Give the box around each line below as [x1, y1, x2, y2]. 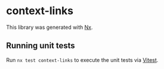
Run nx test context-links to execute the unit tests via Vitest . [6, 56, 159, 63]
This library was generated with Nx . [6, 24, 93, 31]
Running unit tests [6, 41, 75, 51]
